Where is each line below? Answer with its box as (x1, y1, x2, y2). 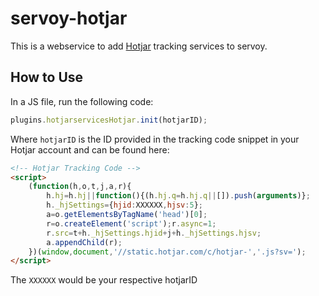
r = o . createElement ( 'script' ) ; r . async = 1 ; (46, 218, 217, 229)
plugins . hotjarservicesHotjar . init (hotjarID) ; (10, 115, 208, 125)
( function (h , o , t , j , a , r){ (28, 182, 132, 192)
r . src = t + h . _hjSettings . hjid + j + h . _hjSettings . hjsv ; (46, 228, 262, 238)
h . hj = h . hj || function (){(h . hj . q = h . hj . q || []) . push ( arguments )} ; (46, 191, 311, 201)
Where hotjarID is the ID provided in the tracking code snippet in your (10, 133, 300, 145)
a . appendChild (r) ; (46, 237, 123, 247)
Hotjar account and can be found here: (10, 143, 170, 156)
